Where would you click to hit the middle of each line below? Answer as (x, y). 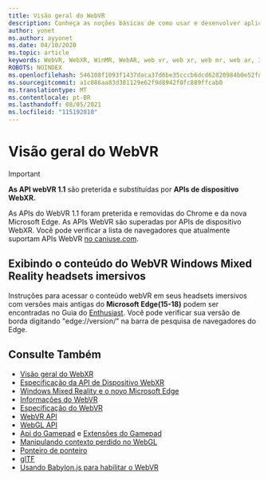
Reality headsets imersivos (77, 276)
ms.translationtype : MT (48, 90)
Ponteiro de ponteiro (53, 450)
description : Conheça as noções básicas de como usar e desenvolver (124, 23)
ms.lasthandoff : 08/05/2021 (55, 105)
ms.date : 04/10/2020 (43, 46)
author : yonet (32, 30)
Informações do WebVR (59, 399)
